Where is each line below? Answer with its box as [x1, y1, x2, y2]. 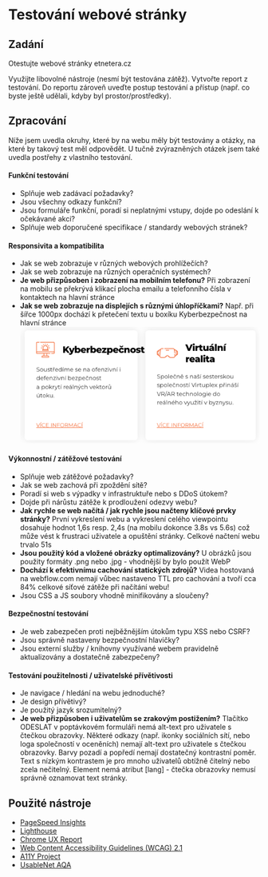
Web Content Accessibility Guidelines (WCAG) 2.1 [19, 843, 183, 852]
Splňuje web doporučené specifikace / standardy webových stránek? [19, 222, 248, 233]
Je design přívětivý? [19, 697, 87, 707]
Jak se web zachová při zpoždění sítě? [19, 480, 148, 489]
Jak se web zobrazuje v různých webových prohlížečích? [19, 258, 209, 269]
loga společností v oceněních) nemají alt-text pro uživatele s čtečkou [19, 739, 246, 749]
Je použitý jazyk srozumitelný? [19, 705, 122, 715]
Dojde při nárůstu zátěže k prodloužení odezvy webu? [19, 497, 198, 507]
